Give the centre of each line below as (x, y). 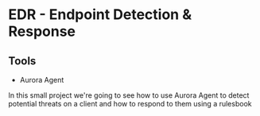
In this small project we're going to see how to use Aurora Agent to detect (129, 95)
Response (42, 31)
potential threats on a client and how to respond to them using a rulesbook (130, 104)
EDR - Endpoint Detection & (100, 15)
